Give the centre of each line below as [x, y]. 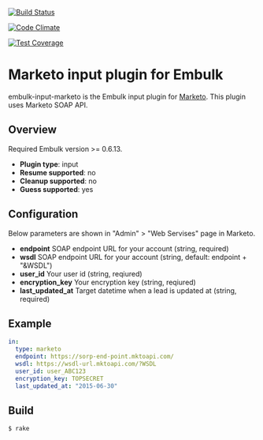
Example [30, 323]
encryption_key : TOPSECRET [59, 378]
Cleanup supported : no [58, 181]
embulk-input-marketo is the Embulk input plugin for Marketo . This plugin [127, 96]
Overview [33, 130]
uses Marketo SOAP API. [48, 105]
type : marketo [38, 349]
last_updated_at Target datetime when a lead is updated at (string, [128, 290]
